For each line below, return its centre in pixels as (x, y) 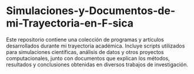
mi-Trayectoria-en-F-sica (70, 23)
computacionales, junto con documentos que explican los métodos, (88, 58)
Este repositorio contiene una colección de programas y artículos (85, 39)
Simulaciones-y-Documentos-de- (91, 11)
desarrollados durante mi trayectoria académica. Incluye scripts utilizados (96, 46)
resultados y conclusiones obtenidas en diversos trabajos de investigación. (97, 64)
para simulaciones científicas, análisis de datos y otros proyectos (85, 52)
